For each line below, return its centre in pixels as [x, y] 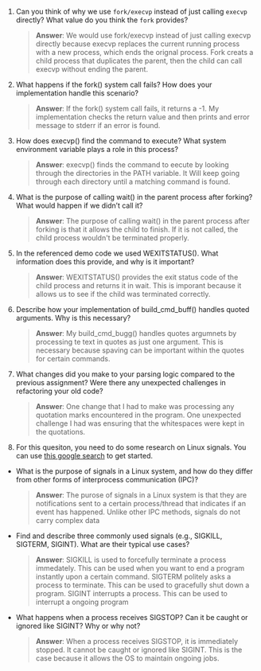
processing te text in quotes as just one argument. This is [130, 342]
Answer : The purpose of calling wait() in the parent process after [142, 221]
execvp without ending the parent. [92, 69]
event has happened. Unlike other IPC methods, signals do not [138, 512]
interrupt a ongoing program [82, 602]
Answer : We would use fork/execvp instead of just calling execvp [143, 35]
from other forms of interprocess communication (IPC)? [107, 480]
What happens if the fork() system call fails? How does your [114, 84]
